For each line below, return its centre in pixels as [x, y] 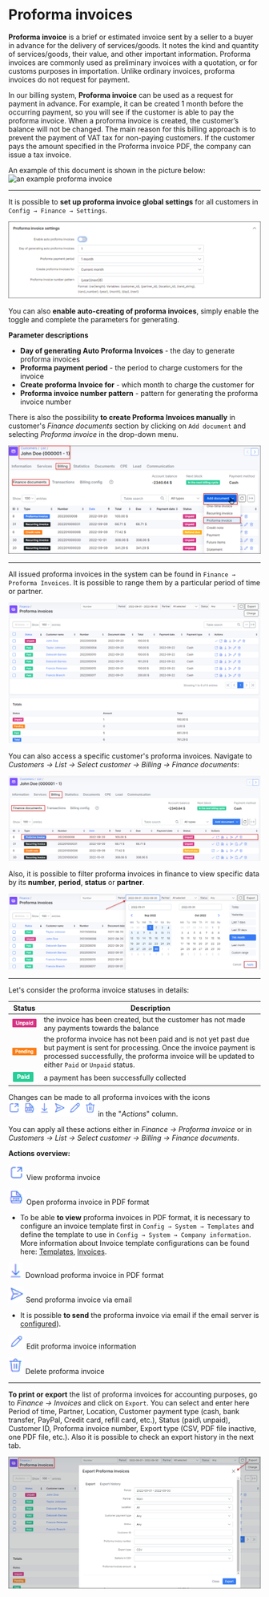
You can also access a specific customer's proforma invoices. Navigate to [130, 756]
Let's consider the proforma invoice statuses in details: [99, 990]
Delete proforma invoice [65, 1372]
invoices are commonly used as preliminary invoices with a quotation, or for [133, 63]
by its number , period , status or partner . [76, 883]
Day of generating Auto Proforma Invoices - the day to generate [127, 350]
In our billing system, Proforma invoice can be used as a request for [121, 95]
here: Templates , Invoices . [63, 1251]
